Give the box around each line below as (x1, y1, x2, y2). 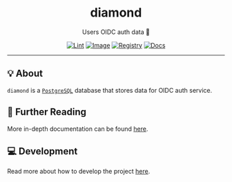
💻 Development (7, 145, 78, 157)
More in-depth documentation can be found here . (7, 125, 148, 133)
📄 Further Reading (7, 106, 86, 118)
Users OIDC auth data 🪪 (81, 28, 151, 36)
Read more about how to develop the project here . (7, 167, 151, 176)
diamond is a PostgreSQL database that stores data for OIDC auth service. (7, 86, 213, 94)
